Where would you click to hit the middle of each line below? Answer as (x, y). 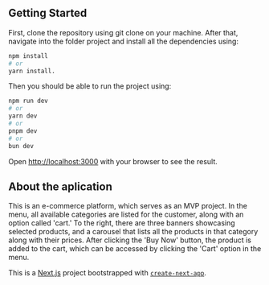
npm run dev (28, 101)
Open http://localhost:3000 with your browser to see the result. (113, 161)
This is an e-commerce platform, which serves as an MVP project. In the (128, 206)
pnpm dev (23, 131)
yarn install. (32, 71)
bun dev (21, 146)
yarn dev (23, 116)
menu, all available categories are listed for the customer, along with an (126, 215)
